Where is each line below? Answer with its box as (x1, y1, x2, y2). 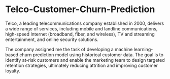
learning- (133, 46, 153, 52)
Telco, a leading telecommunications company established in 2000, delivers (5, 20, 164, 26)
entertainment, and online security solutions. (5, 36, 99, 43)
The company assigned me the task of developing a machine (5, 46, 133, 52)
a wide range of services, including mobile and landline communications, (5, 25, 158, 31)
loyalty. (5, 67, 20, 74)
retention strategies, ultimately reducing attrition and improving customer (5, 62, 158, 68)
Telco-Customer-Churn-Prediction (5, 4, 155, 15)
